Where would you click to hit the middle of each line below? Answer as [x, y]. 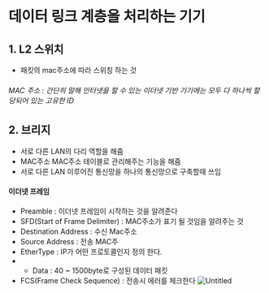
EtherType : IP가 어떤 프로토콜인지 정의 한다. [91, 252]
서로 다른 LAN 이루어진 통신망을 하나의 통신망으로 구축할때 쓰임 [121, 171]
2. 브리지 [30, 130]
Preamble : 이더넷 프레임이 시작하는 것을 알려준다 [99, 211]
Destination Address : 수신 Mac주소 [78, 231]
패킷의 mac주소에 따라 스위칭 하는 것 [78, 70]
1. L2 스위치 [36, 49]
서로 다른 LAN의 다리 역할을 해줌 [72, 151]
